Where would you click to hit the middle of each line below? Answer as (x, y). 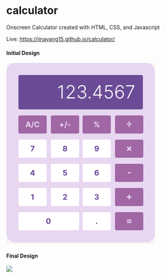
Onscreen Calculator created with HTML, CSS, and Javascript (83, 27)
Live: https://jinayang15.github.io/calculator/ (61, 39)
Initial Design (23, 53)
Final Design (22, 256)
